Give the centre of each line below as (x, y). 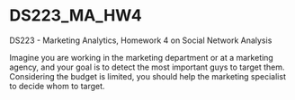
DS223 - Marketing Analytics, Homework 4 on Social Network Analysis (141, 40)
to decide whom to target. (57, 86)
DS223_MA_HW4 (76, 16)
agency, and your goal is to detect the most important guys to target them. (147, 67)
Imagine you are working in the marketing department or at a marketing (142, 57)
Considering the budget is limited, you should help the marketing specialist (147, 76)
